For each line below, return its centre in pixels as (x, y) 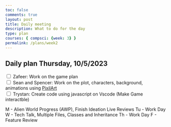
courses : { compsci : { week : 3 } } (41, 39)
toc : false (17, 10)
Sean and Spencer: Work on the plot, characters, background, (78, 82)
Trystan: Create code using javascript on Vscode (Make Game (78, 94)
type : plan (17, 34)
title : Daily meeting (28, 24)
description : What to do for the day (45, 29)
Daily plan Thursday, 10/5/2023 (56, 64)
